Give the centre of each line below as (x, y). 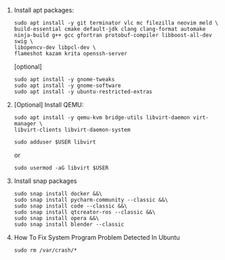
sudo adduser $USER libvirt (55, 142)
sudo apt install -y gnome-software (67, 85)
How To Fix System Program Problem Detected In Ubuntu (97, 237)
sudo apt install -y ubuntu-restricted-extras (83, 92)
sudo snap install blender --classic (69, 224)
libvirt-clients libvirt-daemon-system (72, 130)
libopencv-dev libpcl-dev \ (55, 48)
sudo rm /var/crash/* (45, 250)
